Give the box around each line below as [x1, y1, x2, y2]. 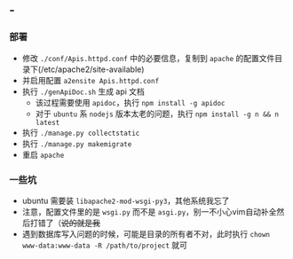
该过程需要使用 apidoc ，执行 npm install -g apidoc [35, 97, 226, 107]
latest [35, 118, 60, 127]
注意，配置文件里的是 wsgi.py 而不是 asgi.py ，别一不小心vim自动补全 [21, 206, 277, 216]
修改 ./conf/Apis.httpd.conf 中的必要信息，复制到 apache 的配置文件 [21, 52, 275, 63]
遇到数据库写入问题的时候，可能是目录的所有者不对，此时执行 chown [21, 228, 271, 239]
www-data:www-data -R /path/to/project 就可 [21, 239, 188, 250]
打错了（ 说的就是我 [29, 217, 100, 228]
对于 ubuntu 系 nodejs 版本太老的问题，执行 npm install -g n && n [35, 108, 280, 119]
